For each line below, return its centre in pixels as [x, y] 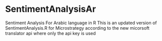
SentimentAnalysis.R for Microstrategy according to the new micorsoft [77, 28]
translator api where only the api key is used [51, 33]
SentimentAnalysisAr [51, 9]
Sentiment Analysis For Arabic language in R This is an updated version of [81, 23]
